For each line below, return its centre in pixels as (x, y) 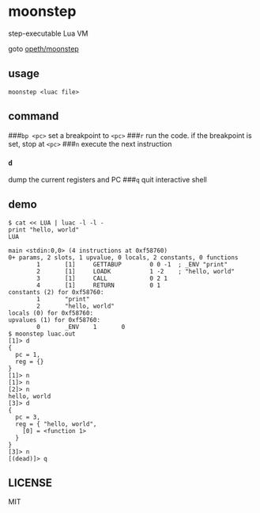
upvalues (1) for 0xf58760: (55, 320)
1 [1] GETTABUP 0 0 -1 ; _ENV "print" (132, 264)
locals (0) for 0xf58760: (51, 313)
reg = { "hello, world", (56, 424)
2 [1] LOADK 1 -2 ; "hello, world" (136, 271)
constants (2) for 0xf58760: (56, 292)
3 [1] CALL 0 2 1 (102, 278)
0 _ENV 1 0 (81, 327)
